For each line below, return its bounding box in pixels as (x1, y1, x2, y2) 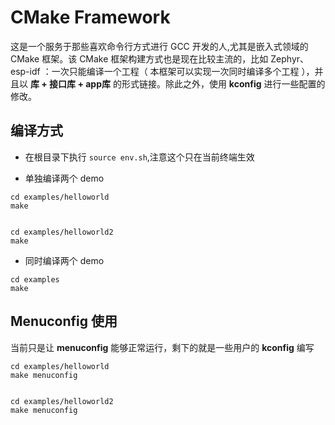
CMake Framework (10, 6, 171, 29)
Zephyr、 (270, 52, 310, 65)
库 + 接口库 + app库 (29, 77, 111, 90)
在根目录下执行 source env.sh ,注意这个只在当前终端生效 (24, 151, 255, 163)
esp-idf (10, 65, 41, 77)
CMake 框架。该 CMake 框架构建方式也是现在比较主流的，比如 (10, 52, 269, 65)
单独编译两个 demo (24, 172, 105, 184)
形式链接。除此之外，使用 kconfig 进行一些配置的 (121, 77, 326, 90)
